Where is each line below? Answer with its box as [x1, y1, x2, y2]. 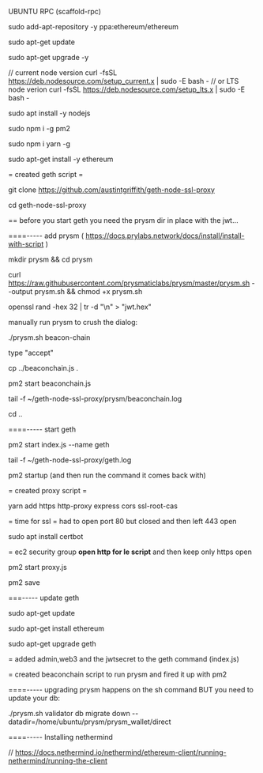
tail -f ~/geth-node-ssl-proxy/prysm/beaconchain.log [8, 394, 182, 403]
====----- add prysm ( [8, 231, 85, 240]
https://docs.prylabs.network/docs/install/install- [85, 231, 245, 240]
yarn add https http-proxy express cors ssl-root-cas [8, 501, 178, 511]
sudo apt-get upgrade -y [8, 53, 89, 62]
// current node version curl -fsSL [8, 68, 118, 77]
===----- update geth [8, 593, 80, 602]
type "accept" [8, 348, 54, 357]
